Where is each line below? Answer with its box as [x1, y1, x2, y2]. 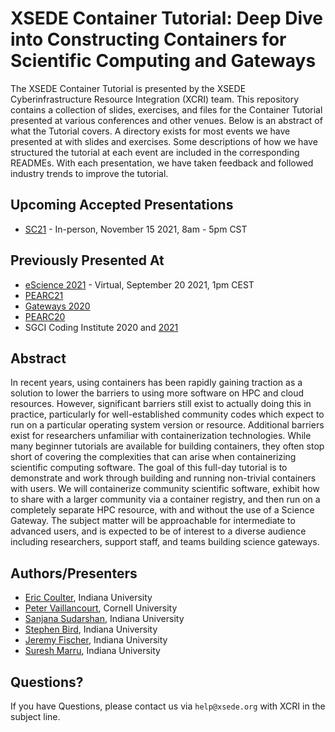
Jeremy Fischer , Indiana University [24, 634, 168, 646]
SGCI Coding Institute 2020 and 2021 [24, 321, 179, 333]
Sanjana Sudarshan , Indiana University [24, 613, 185, 625]
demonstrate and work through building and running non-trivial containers [10, 472, 317, 484]
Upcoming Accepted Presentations [10, 197, 234, 214]
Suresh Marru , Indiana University [24, 645, 161, 657]
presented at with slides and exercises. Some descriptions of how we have [10, 135, 318, 147]
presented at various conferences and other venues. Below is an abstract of [10, 114, 323, 126]
